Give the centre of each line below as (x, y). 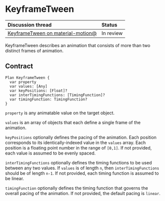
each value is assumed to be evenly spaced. (50, 153)
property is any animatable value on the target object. (60, 113)
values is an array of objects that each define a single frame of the (73, 122)
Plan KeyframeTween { (27, 78)
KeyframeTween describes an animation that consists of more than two (78, 45)
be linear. (15, 178)
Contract (19, 66)
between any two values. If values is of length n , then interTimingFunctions (82, 168)
